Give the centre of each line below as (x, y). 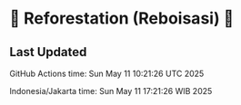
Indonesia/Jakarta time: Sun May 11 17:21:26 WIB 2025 (111, 91)
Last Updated (48, 52)
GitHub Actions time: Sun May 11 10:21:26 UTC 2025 (107, 73)
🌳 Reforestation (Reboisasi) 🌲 (122, 19)
